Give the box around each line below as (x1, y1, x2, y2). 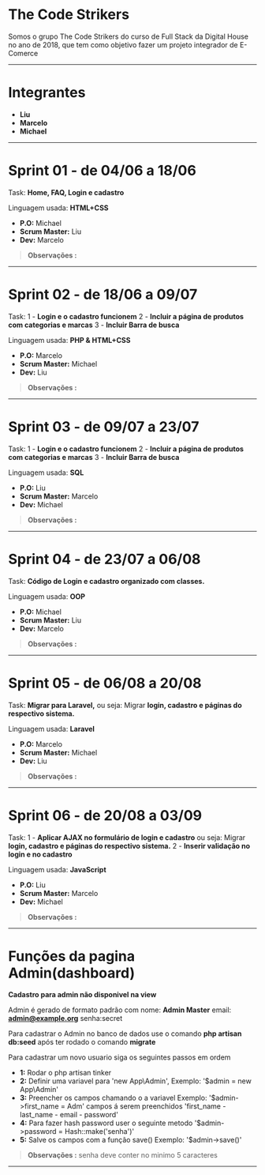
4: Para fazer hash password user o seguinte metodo (19, 1118, 193, 1128)
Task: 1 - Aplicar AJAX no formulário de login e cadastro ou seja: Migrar (8, 832, 246, 842)
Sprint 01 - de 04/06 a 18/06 (8, 162, 197, 179)
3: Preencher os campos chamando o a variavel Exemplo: (19, 1093, 207, 1103)
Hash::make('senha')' (64, 1127, 135, 1136)
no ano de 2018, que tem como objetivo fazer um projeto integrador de (8, 40, 238, 49)
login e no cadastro (8, 849, 73, 859)
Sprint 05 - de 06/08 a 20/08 (8, 674, 203, 692)
